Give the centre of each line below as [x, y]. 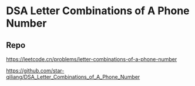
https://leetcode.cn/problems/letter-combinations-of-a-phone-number [92, 59]
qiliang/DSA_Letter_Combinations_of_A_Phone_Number [73, 77]
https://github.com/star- [35, 71]
